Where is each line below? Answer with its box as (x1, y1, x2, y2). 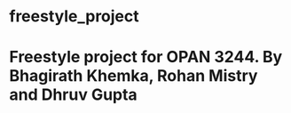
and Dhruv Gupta (9, 85, 138, 105)
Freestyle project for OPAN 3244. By (9, 47, 283, 68)
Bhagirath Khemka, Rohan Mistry (9, 66, 258, 86)
